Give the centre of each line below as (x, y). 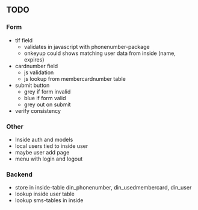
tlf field (24, 40)
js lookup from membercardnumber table (75, 78)
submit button (32, 85)
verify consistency (38, 110)
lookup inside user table (45, 194)
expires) (34, 59)
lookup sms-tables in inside (49, 200)
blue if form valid (45, 98)
